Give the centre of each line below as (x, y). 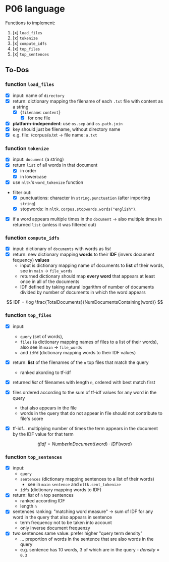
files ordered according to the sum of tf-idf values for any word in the (84, 392)
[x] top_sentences (31, 54)
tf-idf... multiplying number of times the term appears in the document (85, 428)
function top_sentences (34, 457)
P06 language (35, 9)
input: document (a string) (38, 159)
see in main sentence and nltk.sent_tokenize (74, 484)
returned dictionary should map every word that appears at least (88, 276)
